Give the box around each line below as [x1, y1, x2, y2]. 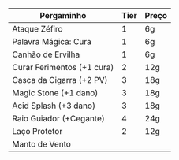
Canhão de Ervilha [12, 49, 80, 60]
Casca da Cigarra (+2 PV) [12, 75, 108, 85]
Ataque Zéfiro [12, 24, 63, 34]
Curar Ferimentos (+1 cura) [12, 62, 114, 73]
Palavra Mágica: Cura [12, 36, 92, 47]
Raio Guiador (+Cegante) [12, 113, 105, 124]
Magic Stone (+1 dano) [12, 87, 99, 98]
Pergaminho [39, 10, 87, 20]
